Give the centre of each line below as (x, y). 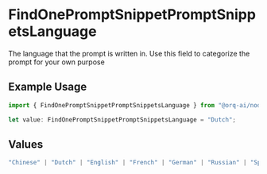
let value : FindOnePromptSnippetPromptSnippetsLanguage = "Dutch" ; (122, 120)
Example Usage (48, 87)
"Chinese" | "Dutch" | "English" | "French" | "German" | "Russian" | (128, 163)
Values (26, 144)
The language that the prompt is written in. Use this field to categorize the (129, 53)
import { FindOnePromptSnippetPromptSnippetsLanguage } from (112, 105)
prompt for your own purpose (56, 62)
